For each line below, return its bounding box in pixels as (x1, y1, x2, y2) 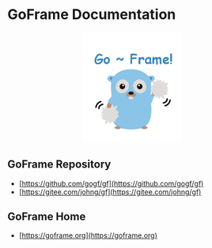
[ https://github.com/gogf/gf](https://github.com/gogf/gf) (18, 178, 204, 188)
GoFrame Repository (7, 158, 112, 171)
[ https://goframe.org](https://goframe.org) (18, 231, 157, 240)
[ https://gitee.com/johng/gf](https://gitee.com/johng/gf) (18, 187, 202, 197)
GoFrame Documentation (7, 6, 176, 24)
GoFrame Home (7, 209, 86, 223)
